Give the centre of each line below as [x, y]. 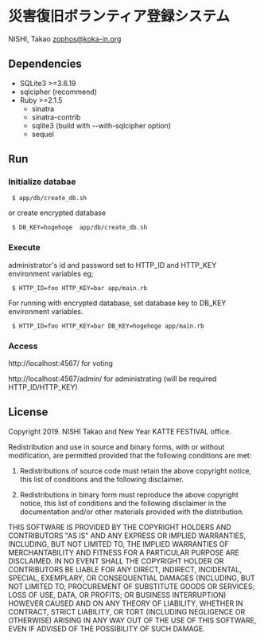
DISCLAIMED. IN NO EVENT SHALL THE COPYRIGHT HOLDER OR [116, 561]
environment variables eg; [51, 273]
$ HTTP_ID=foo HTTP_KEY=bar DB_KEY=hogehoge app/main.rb [108, 326]
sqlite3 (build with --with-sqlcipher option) [101, 125]
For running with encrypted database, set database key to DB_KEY [117, 303]
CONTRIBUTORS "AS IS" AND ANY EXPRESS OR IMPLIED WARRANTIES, [127, 536]
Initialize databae [42, 182]
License [28, 412]
